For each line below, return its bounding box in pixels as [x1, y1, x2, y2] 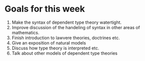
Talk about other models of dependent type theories [11, 50, 117, 56]
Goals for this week [4, 3, 86, 15]
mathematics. [11, 30, 40, 35]
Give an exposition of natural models [11, 40, 87, 46]
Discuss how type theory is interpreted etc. [11, 45, 99, 51]
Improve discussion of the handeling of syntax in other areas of [11, 24, 141, 30]
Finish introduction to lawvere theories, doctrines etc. [11, 35, 120, 41]
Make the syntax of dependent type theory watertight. [11, 19, 122, 25]
